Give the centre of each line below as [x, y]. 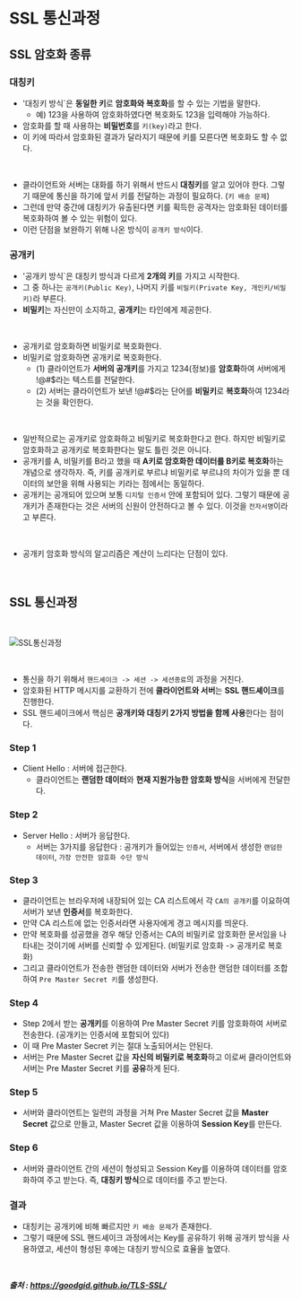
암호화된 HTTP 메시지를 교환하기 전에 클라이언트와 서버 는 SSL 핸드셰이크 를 [153, 690]
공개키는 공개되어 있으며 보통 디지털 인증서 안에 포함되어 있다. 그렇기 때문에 [151, 495]
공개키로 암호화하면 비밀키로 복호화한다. [92, 346]
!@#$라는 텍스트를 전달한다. [85, 380]
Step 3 [24, 880]
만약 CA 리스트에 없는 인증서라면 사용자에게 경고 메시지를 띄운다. [135, 923]
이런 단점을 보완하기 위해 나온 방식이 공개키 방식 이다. [112, 229]
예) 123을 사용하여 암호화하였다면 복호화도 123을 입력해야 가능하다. [153, 114]
